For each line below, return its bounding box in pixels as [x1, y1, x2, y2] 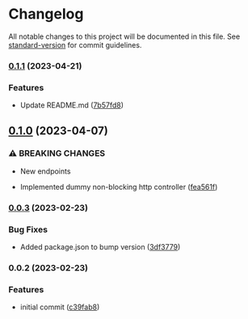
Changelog [8, 5, 84, 23]
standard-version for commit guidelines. [8, 40, 142, 49]
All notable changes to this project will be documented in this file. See [8, 31, 241, 41]
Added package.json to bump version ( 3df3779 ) [19, 242, 181, 252]
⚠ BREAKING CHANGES [8, 148, 106, 159]
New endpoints [19, 166, 71, 176]
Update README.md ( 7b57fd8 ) [19, 100, 124, 110]
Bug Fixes [8, 224, 48, 235]
